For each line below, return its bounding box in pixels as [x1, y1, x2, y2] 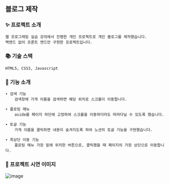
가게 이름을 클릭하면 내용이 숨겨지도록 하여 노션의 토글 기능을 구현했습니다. [14, 127, 153, 133]
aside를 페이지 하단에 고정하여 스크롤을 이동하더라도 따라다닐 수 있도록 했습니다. [14, 112, 164, 117]
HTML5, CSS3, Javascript [5, 66, 58, 71]
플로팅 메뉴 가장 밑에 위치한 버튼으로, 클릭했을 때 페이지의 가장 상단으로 [14, 143, 148, 148]
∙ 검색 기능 [5, 91, 27, 97]
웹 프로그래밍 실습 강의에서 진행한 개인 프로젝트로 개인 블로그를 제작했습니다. [5, 34, 147, 39]
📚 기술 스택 [5, 52, 33, 60]
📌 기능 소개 [5, 78, 31, 86]
